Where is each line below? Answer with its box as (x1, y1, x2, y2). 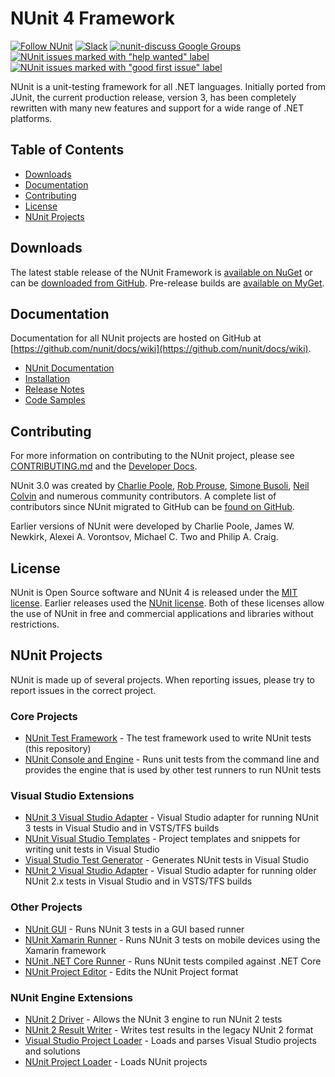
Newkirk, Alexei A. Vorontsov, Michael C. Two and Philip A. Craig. (10, 531, 279, 543)
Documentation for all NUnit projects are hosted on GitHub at (10, 332, 262, 344)
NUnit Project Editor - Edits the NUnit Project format (24, 965, 239, 977)
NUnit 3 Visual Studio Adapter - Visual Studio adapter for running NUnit (24, 812, 320, 824)
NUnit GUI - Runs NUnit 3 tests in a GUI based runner (24, 923, 245, 935)
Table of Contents (10, 142, 125, 159)
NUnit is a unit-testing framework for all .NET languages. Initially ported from (10, 80, 326, 92)
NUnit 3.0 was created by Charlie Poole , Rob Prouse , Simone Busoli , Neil (10, 480, 310, 492)
